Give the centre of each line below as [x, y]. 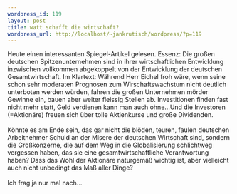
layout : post [27, 21]
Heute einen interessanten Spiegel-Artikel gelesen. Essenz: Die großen [111, 54]
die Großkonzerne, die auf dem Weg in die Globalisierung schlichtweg [110, 145]
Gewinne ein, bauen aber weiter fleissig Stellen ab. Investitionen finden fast [118, 100]
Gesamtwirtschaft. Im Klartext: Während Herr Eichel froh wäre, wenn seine [116, 77]
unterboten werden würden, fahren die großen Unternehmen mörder [108, 92]
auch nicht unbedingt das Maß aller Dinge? [70, 168]
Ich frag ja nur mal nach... [45, 183]
